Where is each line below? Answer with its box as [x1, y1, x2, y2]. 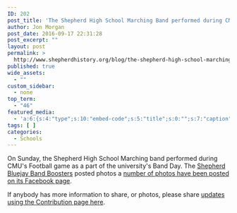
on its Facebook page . [7, 177, 73, 185]
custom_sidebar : [7, 83, 55, 90]
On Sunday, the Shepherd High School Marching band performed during [7, 154, 218, 163]
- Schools [13, 135, 42, 142]
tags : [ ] [7, 121, 37, 129]
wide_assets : [7, 69, 46, 76]
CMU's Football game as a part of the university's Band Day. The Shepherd [7, 162, 226, 170]
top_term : [7, 96, 37, 103]
